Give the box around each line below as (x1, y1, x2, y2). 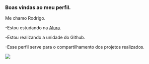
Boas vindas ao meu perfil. (5, 4, 71, 11)
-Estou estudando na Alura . (5, 25, 61, 31)
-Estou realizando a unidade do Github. (5, 34, 85, 41)
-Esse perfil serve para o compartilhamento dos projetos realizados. (5, 44, 145, 50)
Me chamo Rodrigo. (5, 15, 46, 21)
